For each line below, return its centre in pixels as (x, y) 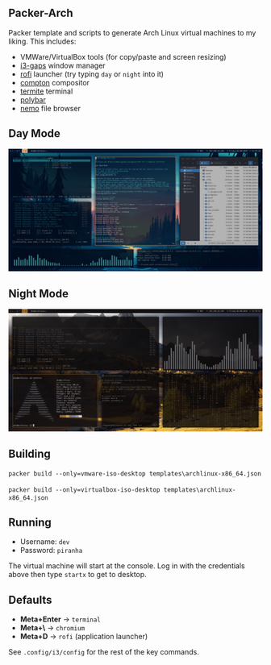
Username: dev (45, 542)
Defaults (30, 600)
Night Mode (38, 294)
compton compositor (55, 82)
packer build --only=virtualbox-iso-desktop (84, 490)
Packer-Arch (41, 13)
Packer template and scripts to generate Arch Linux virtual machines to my (132, 32)
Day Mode (34, 133)
